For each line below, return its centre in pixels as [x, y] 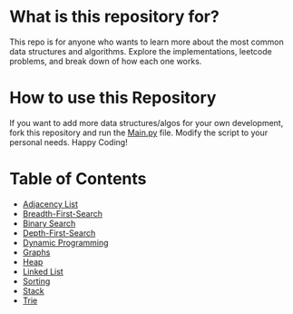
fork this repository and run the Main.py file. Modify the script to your [139, 132]
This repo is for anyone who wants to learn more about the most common [146, 42]
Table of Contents [78, 179]
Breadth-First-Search [62, 213]
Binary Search [49, 223]
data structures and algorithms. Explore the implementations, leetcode [141, 51]
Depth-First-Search [59, 232]
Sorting [36, 281]
